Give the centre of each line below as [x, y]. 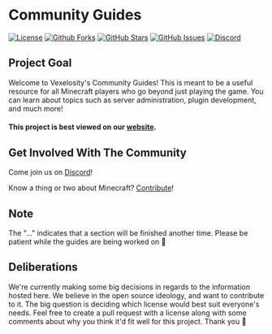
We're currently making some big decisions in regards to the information [129, 287]
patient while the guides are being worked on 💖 [87, 241]
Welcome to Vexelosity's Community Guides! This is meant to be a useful [131, 82]
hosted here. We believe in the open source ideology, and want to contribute [136, 295]
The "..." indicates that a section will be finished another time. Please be [128, 232]
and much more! [36, 108]
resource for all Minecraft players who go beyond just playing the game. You [136, 91]
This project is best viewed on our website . [82, 127]
